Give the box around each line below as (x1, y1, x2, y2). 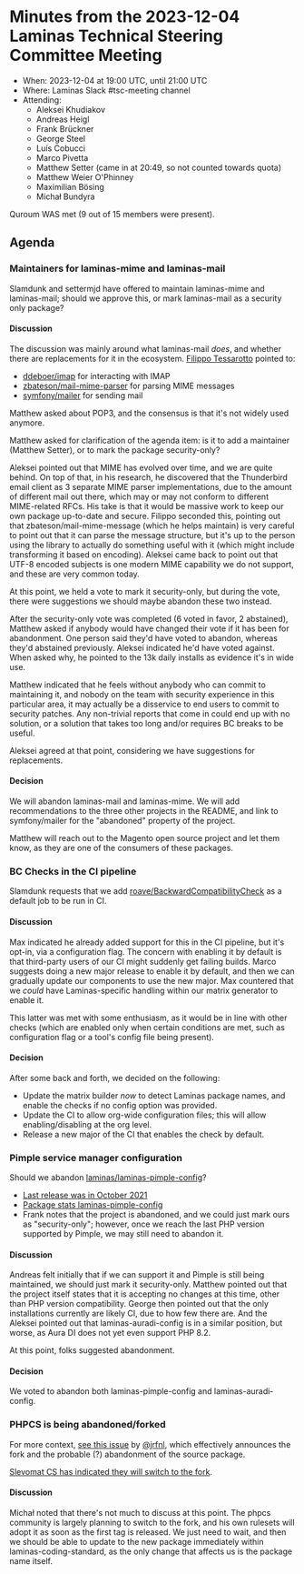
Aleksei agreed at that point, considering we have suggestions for (9, 745, 256, 756)
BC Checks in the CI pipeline (9, 865, 137, 877)
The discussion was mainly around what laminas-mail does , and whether (9, 343, 281, 354)
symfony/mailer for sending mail (22, 389, 143, 401)
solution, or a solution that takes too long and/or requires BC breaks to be (9, 717, 284, 728)
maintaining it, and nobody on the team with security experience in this (9, 688, 275, 699)
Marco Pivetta (35, 152, 89, 163)
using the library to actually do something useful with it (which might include (9, 539, 295, 550)
